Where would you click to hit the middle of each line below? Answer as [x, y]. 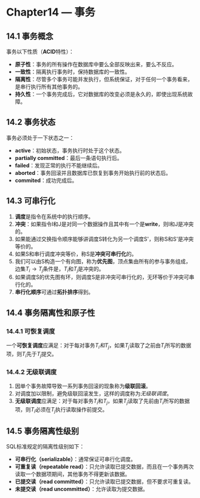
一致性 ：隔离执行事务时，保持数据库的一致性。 [72, 72]
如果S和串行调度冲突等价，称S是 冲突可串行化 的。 [76, 254]
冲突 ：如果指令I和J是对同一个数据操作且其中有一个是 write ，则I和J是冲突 [104, 224]
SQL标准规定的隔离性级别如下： [45, 447]
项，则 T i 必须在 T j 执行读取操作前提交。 [61, 410]
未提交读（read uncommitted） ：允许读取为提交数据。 [81, 489]
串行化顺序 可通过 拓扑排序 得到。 [54, 292]
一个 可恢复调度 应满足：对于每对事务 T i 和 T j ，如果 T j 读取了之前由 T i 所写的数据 [99, 346]
